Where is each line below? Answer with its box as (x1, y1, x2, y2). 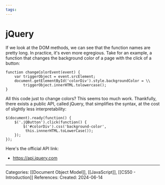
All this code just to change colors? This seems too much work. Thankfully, (5, 95, 157, 101)
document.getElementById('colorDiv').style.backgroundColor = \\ (14, 78, 151, 83)
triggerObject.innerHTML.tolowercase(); (23, 82, 107, 87)
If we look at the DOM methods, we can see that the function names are (5, 45, 151, 51)
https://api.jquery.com (12, 155, 58, 161)
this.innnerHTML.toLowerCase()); (25, 128, 94, 133)
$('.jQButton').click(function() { (14, 120, 87, 125)
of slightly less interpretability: (5, 106, 67, 112)
